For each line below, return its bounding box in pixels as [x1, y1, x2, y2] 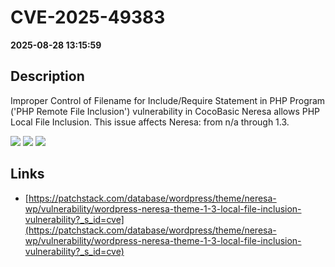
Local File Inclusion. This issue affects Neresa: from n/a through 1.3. [10, 116, 290, 128]
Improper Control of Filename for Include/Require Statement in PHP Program [10, 94, 326, 106]
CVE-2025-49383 [10, 6, 166, 29]
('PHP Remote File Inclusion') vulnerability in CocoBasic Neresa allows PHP [10, 105, 321, 117]
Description [10, 68, 85, 85]
